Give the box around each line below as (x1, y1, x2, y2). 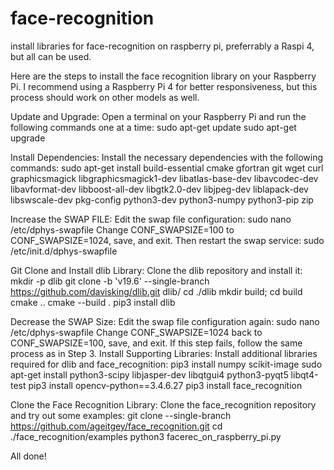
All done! (10, 450, 47, 462)
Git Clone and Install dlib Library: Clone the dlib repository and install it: (10, 264, 303, 276)
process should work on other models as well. (10, 91, 200, 103)
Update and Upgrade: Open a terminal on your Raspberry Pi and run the (10, 110, 307, 122)
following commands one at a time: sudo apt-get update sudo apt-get (10, 121, 297, 133)
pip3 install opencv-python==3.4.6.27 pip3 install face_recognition (28, 379, 303, 391)
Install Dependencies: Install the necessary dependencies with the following (10, 151, 323, 163)
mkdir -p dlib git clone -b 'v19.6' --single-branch (10, 275, 210, 287)
